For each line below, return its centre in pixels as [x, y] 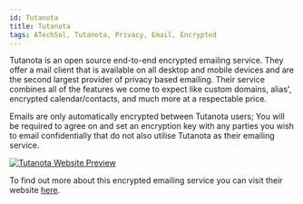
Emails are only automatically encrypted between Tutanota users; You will [147, 117]
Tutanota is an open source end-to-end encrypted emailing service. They [147, 61]
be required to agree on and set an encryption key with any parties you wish [152, 126]
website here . [35, 190]
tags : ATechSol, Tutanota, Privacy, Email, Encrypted [113, 34]
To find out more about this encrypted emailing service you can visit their [146, 180]
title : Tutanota [40, 26]
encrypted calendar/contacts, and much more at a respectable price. [138, 99]
